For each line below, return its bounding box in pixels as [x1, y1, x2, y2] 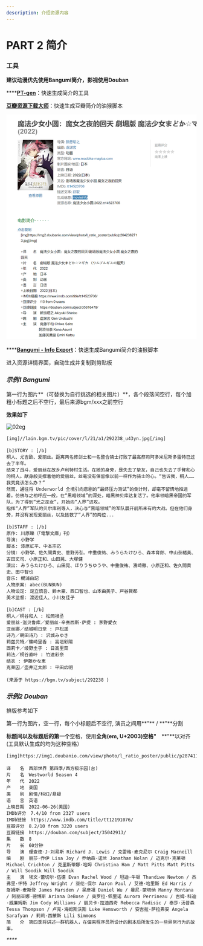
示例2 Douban [6, 692, 48, 701]
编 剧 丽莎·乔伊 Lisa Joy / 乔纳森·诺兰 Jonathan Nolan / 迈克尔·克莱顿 [6, 855, 186, 861]
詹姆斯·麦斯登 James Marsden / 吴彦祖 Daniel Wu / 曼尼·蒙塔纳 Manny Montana [6, 887, 194, 893]
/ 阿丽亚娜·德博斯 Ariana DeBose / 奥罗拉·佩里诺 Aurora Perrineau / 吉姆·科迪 [6, 893, 196, 899]
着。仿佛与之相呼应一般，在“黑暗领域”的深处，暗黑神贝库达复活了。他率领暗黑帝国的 [6, 493, 187, 499]
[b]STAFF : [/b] [6, 523, 47, 530]
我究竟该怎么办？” [6, 479, 45, 486]
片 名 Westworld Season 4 [6, 771, 78, 778]
